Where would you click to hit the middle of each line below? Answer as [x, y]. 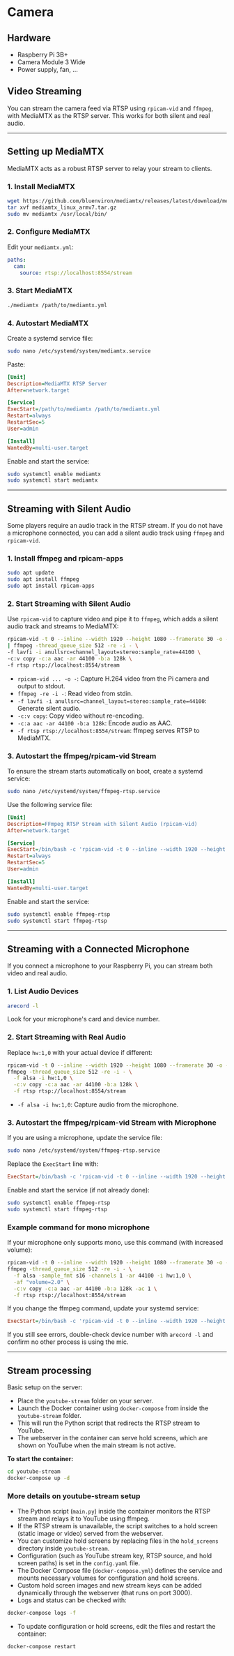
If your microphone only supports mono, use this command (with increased [115, 1243]
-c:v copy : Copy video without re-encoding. [80, 716]
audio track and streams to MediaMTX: [63, 626]
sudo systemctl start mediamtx [53, 480]
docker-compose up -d [39, 1478]
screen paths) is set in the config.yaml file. [79, 1563]
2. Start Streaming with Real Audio [67, 1037]
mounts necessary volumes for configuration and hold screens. [108, 1578]
